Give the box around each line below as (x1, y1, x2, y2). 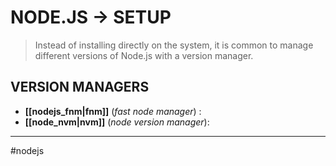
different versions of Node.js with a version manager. (34, 49, 254, 61)
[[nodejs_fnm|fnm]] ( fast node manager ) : (24, 105, 202, 117)
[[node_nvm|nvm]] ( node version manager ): (24, 116, 210, 128)
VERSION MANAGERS (10, 79, 150, 96)
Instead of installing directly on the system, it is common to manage (34, 39, 314, 51)
